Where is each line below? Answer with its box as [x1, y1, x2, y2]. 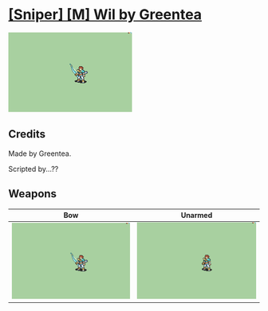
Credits [8, 127, 46, 141]
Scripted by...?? [8, 164, 59, 173]
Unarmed [180, 211, 213, 220]
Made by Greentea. [8, 149, 72, 158]
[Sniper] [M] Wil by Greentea [8, 6, 202, 24]
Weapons [8, 187, 57, 200]
